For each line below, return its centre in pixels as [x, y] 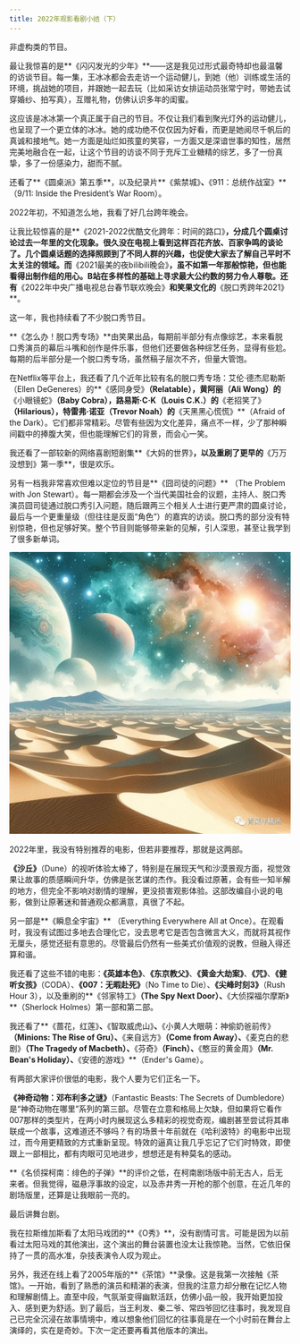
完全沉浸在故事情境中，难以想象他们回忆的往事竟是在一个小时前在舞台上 [158, 1319]
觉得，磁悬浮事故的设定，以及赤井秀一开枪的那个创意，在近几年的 [169, 1183]
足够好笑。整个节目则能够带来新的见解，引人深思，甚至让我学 [169, 527]
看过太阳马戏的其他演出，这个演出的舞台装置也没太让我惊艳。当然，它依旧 [146, 1244]
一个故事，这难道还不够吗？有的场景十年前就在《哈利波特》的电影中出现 [158, 1131]
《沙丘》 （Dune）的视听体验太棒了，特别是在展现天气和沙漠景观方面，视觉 [146, 868]
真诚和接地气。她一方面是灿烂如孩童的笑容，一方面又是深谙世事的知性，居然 [150, 140]
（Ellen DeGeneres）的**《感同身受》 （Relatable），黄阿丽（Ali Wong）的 [145, 388]
